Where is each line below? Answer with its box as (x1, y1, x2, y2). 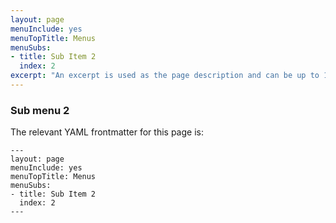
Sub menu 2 (10, 103, 70, 117)
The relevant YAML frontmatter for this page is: (10, 126, 204, 138)
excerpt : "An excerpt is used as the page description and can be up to (10, 71, 320, 81)
